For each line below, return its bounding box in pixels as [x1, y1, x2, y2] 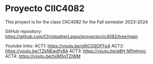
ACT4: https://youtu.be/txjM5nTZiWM [5, 53, 81, 59]
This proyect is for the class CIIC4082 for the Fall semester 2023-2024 [5, 19, 148, 25]
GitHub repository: [5, 28, 43, 34]
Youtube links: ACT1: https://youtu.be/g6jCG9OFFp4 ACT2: [5, 43, 124, 48]
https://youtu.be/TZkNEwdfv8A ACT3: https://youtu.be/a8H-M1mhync [5, 48, 147, 54]
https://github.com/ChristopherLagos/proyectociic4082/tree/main [5, 33, 138, 39]
